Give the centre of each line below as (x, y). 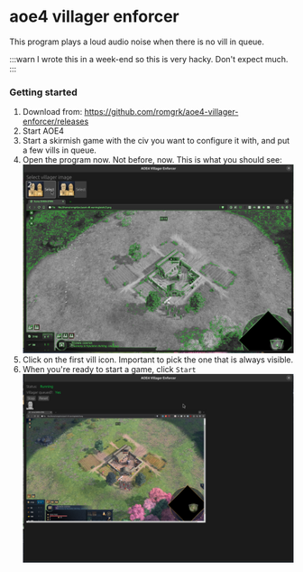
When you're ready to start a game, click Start (109, 370)
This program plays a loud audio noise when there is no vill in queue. (137, 42)
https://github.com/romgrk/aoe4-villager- (161, 112)
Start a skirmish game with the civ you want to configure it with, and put (156, 141)
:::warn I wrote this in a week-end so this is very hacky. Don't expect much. (149, 59)
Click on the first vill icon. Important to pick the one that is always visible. (158, 360)
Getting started (44, 92)
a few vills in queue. (60, 150)
